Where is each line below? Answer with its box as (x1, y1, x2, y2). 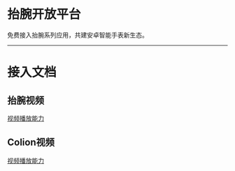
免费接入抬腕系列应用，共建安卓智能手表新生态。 (7, 31, 148, 39)
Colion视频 (7, 137, 55, 149)
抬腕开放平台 (7, 6, 82, 22)
